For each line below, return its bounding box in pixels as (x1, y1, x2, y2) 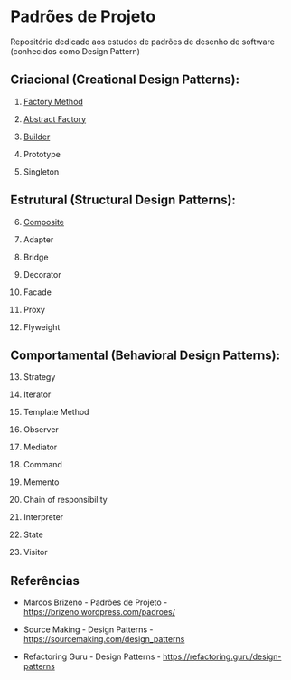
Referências (10, 572, 80, 589)
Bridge (23, 251, 49, 262)
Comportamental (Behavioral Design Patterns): (10, 347, 281, 363)
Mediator (23, 441, 58, 453)
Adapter (23, 233, 54, 245)
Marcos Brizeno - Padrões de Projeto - (23, 597, 168, 608)
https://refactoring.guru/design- (162, 651, 282, 662)
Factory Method (23, 96, 84, 107)
